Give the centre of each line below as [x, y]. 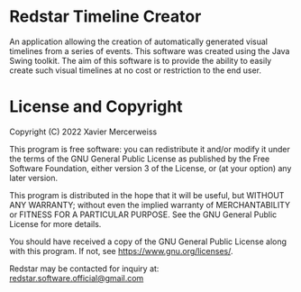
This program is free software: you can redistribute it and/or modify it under [150, 149]
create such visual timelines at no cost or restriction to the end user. [136, 70]
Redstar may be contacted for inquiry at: [84, 269]
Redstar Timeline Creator [105, 17]
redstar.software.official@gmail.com [77, 278]
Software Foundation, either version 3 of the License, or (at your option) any [150, 168]
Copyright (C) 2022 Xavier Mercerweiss [83, 132]
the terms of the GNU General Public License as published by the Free [140, 159]
